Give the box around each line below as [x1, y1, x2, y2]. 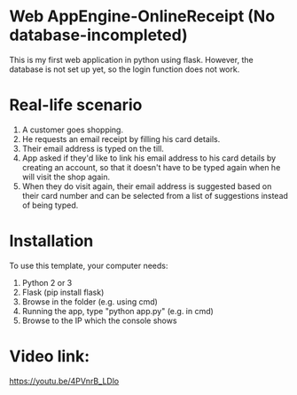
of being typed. [21, 200, 79, 210]
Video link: [9, 346, 90, 366]
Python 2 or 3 [21, 277, 73, 288]
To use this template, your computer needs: [9, 260, 168, 271]
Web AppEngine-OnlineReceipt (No [9, 6, 276, 27]
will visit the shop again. [21, 171, 111, 182]
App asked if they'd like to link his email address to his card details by [21, 153, 277, 163]
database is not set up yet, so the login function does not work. [9, 64, 240, 75]
